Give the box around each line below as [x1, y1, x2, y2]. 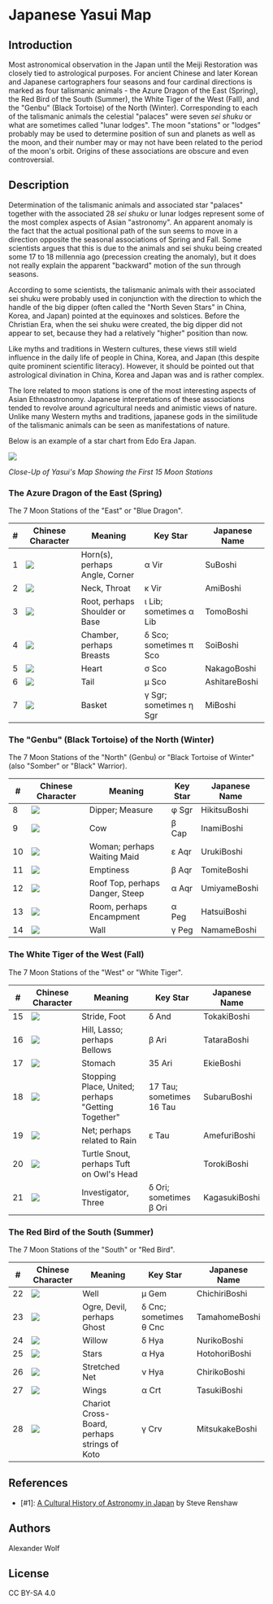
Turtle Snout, [80, 1147, 131, 1159]
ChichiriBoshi [196, 1288, 248, 1299]
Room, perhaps [89, 901, 148, 912]
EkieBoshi [202, 1057, 241, 1069]
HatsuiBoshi [201, 906, 247, 917]
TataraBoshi [202, 1034, 249, 1045]
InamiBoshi [201, 823, 244, 834]
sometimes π [144, 640, 194, 651]
